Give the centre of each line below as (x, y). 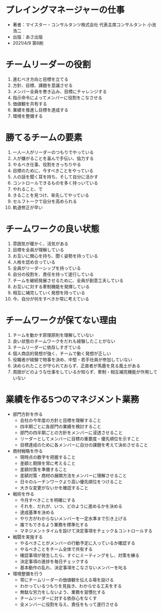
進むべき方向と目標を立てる (40, 79)
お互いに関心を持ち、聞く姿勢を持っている (55, 256)
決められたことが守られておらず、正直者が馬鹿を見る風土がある (76, 366)
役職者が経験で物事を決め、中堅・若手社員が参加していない (72, 359)
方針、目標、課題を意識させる (42, 85)
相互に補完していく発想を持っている (49, 293)
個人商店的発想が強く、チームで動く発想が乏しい (62, 353)
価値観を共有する (30, 104)
